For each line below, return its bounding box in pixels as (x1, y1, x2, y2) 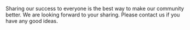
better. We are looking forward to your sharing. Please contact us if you (5, 11, 180, 18)
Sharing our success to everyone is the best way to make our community (5, 5, 185, 12)
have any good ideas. (5, 18, 58, 24)
